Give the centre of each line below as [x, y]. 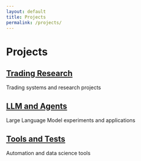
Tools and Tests [36, 139]
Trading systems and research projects [54, 88]
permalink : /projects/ [34, 22]
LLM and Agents [37, 106]
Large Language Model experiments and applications [71, 120]
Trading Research [39, 73]
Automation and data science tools [48, 153]
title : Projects [26, 17]
